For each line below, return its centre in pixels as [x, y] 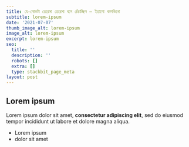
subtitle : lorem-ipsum [34, 17]
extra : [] [23, 66]
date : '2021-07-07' [30, 22]
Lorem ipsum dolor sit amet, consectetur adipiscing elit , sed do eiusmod [95, 115]
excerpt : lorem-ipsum [33, 39]
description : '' [31, 55]
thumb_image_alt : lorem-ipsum [43, 28]
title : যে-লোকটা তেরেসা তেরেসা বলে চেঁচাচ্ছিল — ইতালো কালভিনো [63, 11]
